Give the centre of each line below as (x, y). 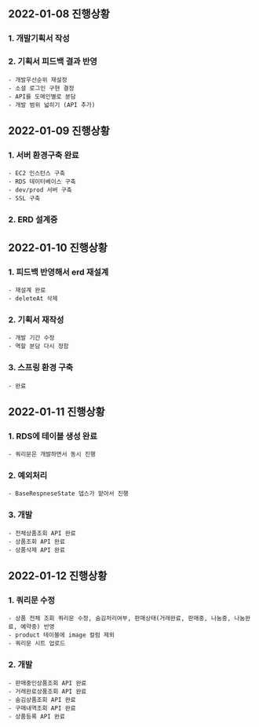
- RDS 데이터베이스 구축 (42, 182)
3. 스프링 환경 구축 (41, 368)
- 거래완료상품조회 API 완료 (47, 691)
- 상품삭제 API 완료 (36, 550)
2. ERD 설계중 (33, 220)
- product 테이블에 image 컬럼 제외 (62, 635)
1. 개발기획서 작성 (39, 39)
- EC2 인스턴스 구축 (36, 174)
